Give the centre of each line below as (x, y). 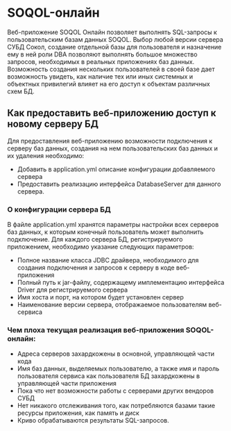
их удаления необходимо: (46, 155)
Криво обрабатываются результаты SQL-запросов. (93, 421)
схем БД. (21, 91)
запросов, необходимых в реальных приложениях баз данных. (101, 61)
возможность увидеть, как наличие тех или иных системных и (100, 76)
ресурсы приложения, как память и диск (78, 413)
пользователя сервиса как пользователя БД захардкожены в (109, 376)
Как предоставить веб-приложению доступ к (112, 113)
